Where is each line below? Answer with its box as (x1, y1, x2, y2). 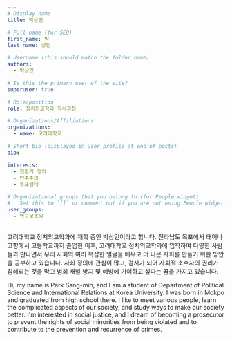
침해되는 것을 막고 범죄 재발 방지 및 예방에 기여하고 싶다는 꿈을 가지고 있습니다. (7, 267, 219, 275)
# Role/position (7, 98, 54, 106)
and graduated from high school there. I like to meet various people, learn (7, 295, 217, 304)
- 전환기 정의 (13, 168, 47, 175)
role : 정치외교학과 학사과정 (7, 105, 77, 112)
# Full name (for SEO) (7, 29, 72, 36)
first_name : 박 (7, 35, 50, 42)
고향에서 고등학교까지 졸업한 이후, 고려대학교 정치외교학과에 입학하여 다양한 (7, 241, 211, 249)
